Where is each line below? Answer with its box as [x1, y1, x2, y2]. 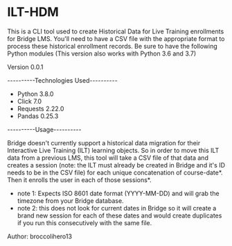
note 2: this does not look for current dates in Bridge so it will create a [17, 204, 217, 212]
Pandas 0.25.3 [17, 112, 59, 120]
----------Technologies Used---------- [7, 76, 118, 84]
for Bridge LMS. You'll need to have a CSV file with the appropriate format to [7, 34, 225, 42]
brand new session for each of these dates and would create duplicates [17, 211, 222, 220]
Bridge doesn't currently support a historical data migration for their [7, 138, 201, 147]
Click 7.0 [17, 97, 42, 105]
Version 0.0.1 [7, 63, 44, 71]
